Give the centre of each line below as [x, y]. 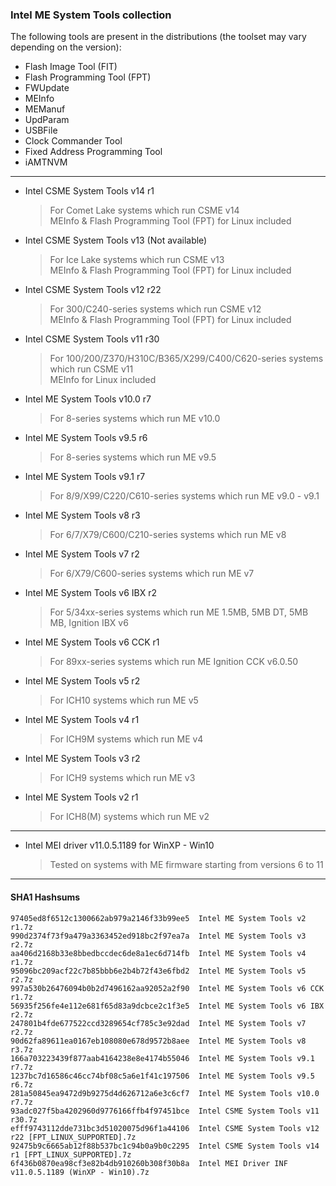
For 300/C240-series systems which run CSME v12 [155, 309]
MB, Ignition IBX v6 [89, 623]
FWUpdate [47, 88]
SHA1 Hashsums [45, 897]
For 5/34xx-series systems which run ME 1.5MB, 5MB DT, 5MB [179, 612]
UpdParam [47, 120]
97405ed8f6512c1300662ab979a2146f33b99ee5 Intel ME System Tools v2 [158, 918]
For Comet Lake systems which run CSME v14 [144, 210]
